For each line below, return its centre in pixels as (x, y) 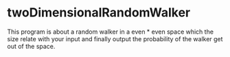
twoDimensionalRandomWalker (99, 13)
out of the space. (31, 46)
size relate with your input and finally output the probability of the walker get (115, 38)
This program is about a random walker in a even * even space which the (111, 32)
